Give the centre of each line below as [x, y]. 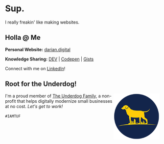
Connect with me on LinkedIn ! [35, 68]
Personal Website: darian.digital [38, 49]
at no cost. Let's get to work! [34, 106]
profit [11, 101]
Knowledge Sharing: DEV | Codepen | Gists [49, 59]
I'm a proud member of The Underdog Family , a [53, 96]
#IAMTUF [13, 116]
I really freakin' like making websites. [42, 22]
